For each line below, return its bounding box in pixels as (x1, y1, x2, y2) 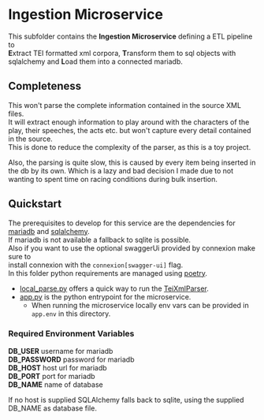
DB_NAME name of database (8, 380, 104, 389)
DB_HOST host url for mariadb (8, 362, 108, 372)
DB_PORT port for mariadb (8, 371, 96, 381)
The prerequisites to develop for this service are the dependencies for (8, 218, 236, 228)
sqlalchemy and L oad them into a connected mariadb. (8, 57, 184, 66)
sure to (8, 251, 32, 261)
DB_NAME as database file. (8, 403, 97, 413)
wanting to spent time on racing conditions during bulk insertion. (8, 174, 218, 184)
